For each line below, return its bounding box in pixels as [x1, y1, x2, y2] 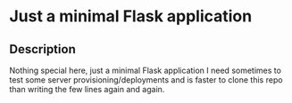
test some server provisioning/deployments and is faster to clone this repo [9, 75, 283, 85]
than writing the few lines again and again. [9, 84, 165, 94]
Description [9, 42, 76, 57]
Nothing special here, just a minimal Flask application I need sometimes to [9, 65, 281, 75]
